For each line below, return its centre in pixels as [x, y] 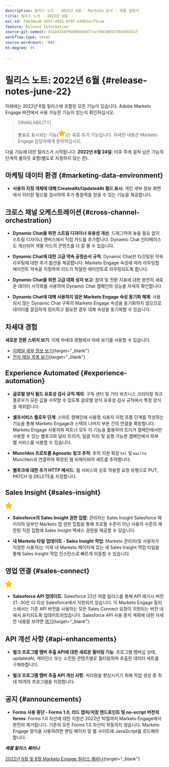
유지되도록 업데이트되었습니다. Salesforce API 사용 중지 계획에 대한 [88, 615]
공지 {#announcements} [44, 699]
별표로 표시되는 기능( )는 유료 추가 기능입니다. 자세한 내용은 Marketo [87, 135]
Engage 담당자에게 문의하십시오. [50, 141]
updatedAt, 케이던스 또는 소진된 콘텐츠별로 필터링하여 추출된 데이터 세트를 [86, 659]
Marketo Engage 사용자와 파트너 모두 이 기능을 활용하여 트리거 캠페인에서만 [87, 430]
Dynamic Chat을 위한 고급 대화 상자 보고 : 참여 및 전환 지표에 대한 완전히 [83, 280]
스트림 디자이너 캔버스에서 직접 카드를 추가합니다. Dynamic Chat [76, 240]
